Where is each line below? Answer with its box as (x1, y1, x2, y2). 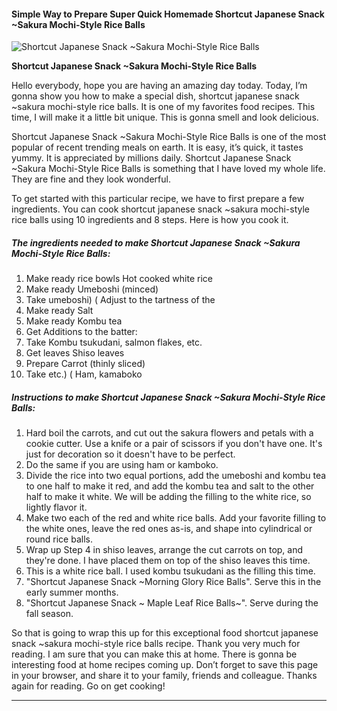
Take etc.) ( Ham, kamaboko (25, 368, 143, 380)
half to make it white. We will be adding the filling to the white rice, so (25, 491, 312, 503)
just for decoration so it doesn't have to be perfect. (25, 448, 236, 460)
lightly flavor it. (25, 501, 88, 514)
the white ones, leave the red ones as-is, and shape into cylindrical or (25, 523, 313, 535)
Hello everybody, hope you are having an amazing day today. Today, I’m (11, 80, 308, 92)
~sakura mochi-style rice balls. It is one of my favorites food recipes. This (11, 101, 316, 113)
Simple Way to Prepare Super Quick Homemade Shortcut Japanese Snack (11, 8, 325, 20)
